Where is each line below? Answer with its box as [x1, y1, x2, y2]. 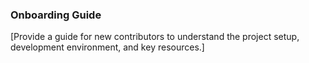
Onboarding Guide [10, 8, 102, 22]
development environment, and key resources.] [10, 41, 205, 53]
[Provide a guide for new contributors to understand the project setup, [10, 31, 300, 43]
